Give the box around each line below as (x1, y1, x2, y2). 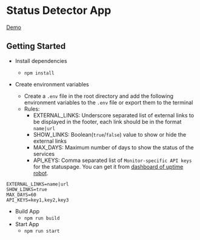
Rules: (24, 105, 40, 112)
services (33, 150, 55, 157)
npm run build (24, 215, 60, 221)
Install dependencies (15, 57, 68, 64)
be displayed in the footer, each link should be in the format (33, 118, 182, 125)
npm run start (24, 228, 60, 234)
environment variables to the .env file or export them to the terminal (24, 99, 193, 106)
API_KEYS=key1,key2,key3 (6, 197, 69, 203)
